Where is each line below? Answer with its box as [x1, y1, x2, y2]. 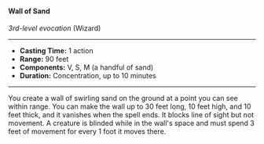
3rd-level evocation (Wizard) [8, 23, 101, 33]
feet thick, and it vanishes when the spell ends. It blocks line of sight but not [8, 110, 255, 120]
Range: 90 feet [19, 55, 69, 64]
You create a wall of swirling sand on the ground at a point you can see [8, 94, 238, 103]
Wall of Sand [8, 6, 51, 16]
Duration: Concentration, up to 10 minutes [19, 71, 156, 81]
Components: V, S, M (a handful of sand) [19, 63, 154, 72]
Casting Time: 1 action [19, 46, 93, 56]
